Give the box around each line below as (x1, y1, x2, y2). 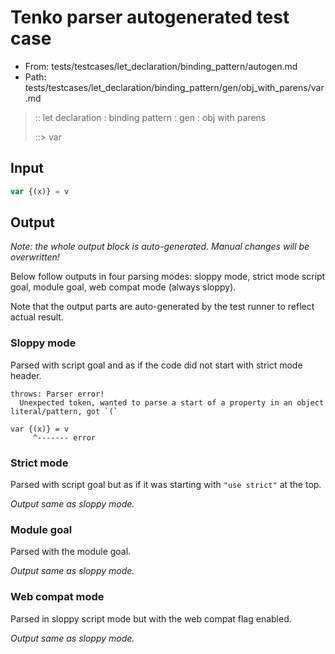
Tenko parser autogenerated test (10, 6, 290, 29)
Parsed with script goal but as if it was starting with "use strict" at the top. (10, 479, 322, 491)
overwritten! (10, 251, 60, 263)
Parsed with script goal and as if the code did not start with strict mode (10, 359, 303, 371)
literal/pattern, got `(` (10, 406, 118, 416)
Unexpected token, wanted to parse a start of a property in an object (19, 397, 325, 408)
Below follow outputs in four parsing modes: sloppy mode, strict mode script (10, 271, 326, 283)
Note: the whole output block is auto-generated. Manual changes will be (10, 241, 310, 253)
